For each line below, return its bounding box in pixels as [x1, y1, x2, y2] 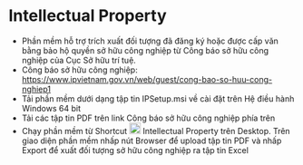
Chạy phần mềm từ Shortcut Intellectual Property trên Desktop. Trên [21, 125, 291, 136]
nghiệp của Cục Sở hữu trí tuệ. [21, 54, 137, 65]
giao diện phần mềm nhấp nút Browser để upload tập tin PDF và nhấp [21, 135, 282, 146]
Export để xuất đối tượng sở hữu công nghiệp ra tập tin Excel [21, 144, 249, 155]
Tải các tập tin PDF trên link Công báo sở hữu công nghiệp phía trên [21, 112, 276, 123]
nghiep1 [21, 83, 52, 94]
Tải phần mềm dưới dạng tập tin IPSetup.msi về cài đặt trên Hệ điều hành [21, 92, 295, 104]
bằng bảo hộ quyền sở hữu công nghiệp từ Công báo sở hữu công [21, 44, 269, 55]
